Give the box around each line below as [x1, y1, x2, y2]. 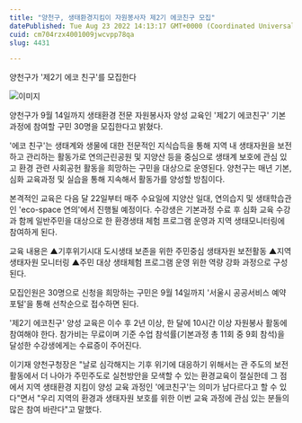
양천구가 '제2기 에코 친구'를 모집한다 [9, 72, 137, 83]
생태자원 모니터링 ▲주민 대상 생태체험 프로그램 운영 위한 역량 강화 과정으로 [9, 257, 271, 268]
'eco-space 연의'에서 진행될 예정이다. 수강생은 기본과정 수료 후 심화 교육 [18, 204, 274, 216]
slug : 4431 [9, 38, 50, 48]
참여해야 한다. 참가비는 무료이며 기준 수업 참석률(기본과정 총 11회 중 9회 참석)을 [9, 329, 285, 339]
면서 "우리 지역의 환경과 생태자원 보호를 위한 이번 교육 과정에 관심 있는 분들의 [20, 392, 290, 404]
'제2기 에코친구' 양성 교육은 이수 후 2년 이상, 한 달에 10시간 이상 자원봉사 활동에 [9, 318, 288, 329]
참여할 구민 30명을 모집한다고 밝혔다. [32, 121, 164, 132]
